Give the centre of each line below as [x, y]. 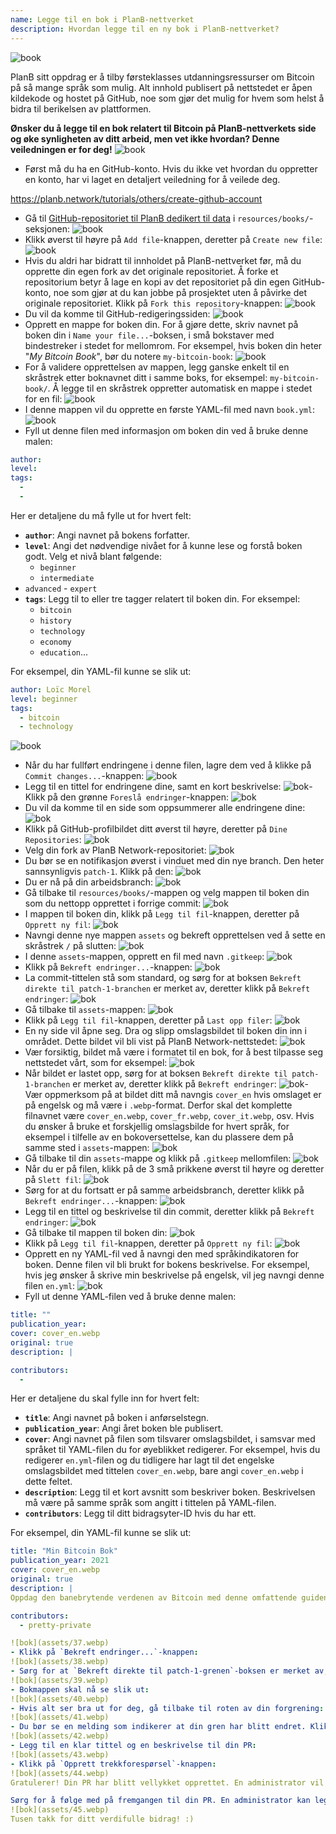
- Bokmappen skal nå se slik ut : [80, 1689]
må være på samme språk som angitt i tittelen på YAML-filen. [150, 1503]
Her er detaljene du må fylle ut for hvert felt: [101, 515]
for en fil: [43, 398]
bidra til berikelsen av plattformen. [81, 108]
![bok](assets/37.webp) [60, 1643]
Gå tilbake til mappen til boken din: [96, 1233]
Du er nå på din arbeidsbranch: [88, 882]
